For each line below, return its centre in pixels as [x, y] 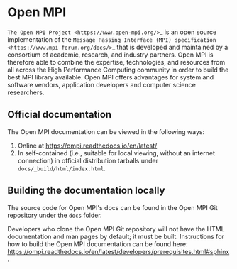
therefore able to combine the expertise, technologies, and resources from [116, 62]
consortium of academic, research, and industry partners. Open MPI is [110, 55]
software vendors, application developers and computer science [102, 84]
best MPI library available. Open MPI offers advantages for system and [111, 77]
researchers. [26, 92]
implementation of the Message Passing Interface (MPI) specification [112, 39]
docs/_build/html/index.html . [62, 168]
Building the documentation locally [86, 191]
